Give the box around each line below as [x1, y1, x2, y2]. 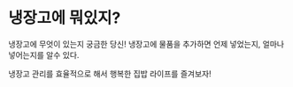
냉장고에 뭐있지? [8, 8, 121, 28]
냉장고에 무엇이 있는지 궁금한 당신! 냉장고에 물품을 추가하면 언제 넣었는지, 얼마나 [8, 39, 285, 49]
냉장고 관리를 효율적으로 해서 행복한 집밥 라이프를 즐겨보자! [8, 68, 212, 79]
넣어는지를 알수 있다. [8, 49, 80, 60]
